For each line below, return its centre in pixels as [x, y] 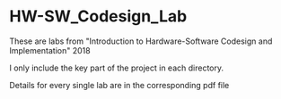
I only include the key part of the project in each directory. [117, 68]
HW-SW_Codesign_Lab [98, 16]
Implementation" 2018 [50, 50]
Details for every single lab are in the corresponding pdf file [119, 85]
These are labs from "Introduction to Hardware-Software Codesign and [141, 41]
